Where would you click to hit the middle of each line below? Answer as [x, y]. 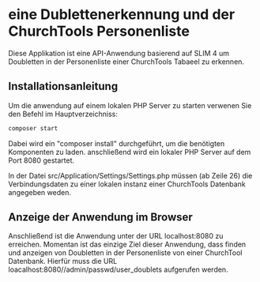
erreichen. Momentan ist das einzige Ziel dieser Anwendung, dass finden [127, 244]
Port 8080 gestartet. [41, 160]
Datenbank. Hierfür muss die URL [63, 261]
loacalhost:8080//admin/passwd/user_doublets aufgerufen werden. [118, 269]
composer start [33, 128]
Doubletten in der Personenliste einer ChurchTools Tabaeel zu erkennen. [126, 62]
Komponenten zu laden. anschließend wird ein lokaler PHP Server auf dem [130, 152]
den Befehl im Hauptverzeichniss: [63, 114]
